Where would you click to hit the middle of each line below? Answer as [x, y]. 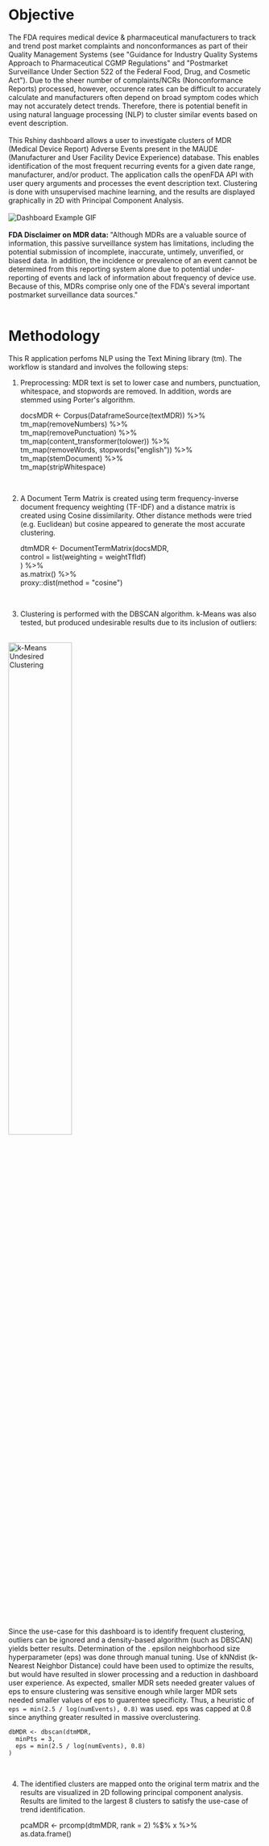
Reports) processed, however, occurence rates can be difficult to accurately [135, 88]
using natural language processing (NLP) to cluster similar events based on [133, 114]
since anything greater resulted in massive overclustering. [105, 1717]
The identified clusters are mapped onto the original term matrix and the [140, 1784]
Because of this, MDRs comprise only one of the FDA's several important [129, 286]
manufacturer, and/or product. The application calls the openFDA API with [131, 175]
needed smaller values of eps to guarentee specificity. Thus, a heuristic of [132, 1700]
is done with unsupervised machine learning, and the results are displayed [132, 191]
